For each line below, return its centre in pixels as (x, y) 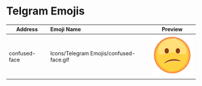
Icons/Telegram (69, 53)
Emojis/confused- (113, 53)
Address (27, 29)
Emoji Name (66, 29)
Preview (172, 29)
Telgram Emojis (46, 11)
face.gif (60, 60)
